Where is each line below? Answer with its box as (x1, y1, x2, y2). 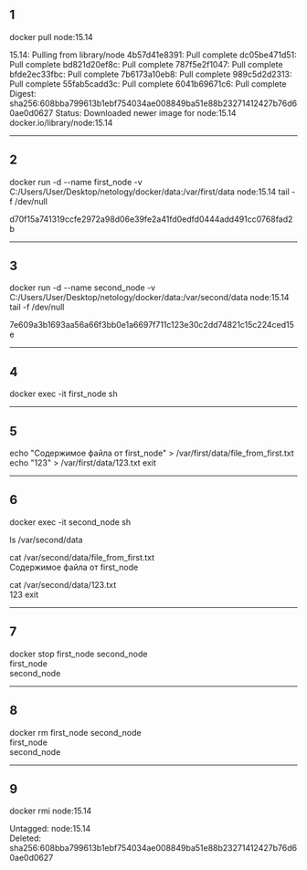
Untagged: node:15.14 (9, 823, 91, 834)
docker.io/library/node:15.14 (9, 117, 113, 128)
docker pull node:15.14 (9, 31, 93, 42)
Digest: (9, 88, 37, 99)
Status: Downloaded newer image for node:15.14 (55, 107, 237, 118)
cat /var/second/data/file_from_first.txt (9, 551, 155, 562)
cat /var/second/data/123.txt (9, 579, 117, 590)
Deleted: (9, 833, 42, 844)
